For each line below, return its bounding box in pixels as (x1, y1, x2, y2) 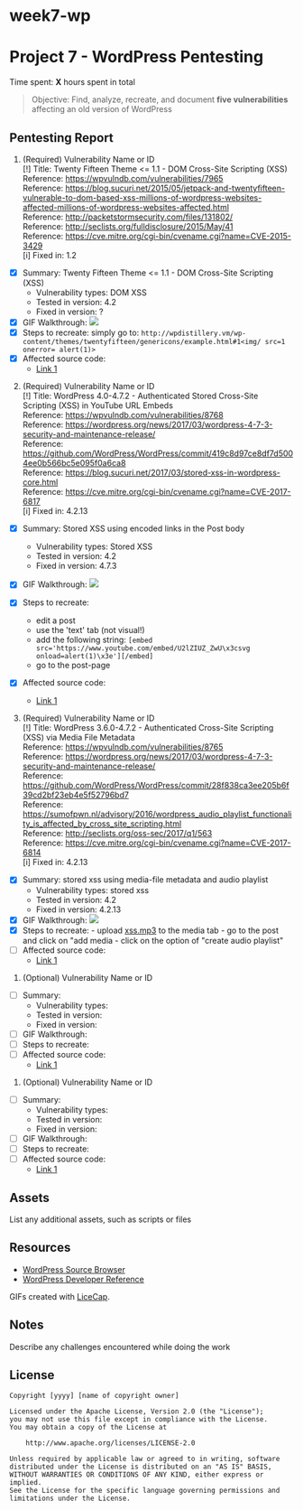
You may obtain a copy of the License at (9, 1423, 168, 1432)
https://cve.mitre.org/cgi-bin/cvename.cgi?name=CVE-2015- (65, 230, 291, 241)
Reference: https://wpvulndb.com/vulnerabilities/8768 (22, 410, 224, 421)
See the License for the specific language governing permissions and (9, 1487, 280, 1496)
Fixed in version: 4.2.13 (35, 904, 122, 915)
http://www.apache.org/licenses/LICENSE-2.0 (25, 1439, 196, 1448)
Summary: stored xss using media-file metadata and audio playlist (22, 874, 269, 885)
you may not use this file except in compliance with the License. (9, 1415, 269, 1424)
